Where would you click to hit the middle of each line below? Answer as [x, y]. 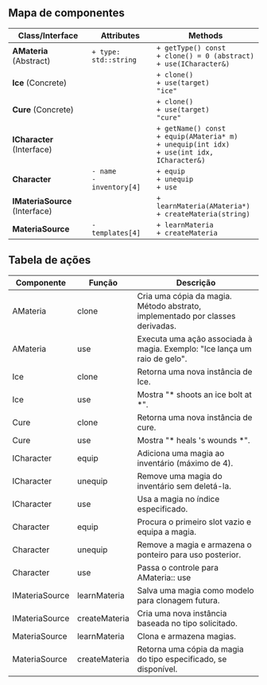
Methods [205, 35]
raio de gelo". [162, 359]
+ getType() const [191, 48]
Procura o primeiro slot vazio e [194, 522]
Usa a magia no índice [178, 499]
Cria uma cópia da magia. [184, 296]
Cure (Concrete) [43, 109]
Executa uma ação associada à [195, 339]
